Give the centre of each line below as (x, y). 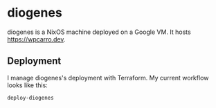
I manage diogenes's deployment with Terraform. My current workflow (108, 78)
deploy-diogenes (30, 98)
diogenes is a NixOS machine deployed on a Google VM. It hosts (99, 32)
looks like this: (28, 85)
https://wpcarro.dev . (36, 39)
